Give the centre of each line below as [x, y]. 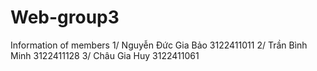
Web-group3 [65, 17]
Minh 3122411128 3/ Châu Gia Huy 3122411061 [105, 55]
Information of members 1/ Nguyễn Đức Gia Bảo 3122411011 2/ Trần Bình [159, 45]
